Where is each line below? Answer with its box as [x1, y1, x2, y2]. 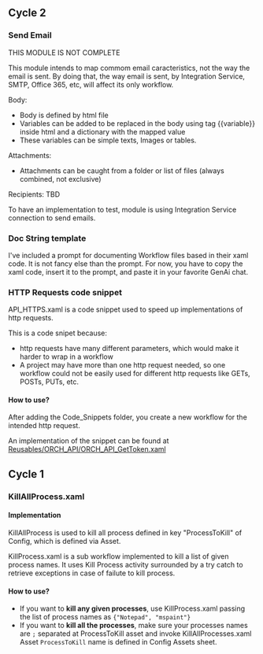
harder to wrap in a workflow [19, 352, 114, 361]
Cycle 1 [8, 467, 45, 481]
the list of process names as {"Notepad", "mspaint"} [19, 612, 191, 622]
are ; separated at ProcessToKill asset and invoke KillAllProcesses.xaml [19, 629, 252, 638]
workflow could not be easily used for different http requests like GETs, [19, 369, 250, 379]
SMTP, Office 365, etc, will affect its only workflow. [8, 79, 174, 89]
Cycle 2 [8, 6, 46, 20]
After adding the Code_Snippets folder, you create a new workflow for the [8, 412, 248, 422]
